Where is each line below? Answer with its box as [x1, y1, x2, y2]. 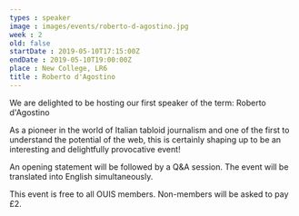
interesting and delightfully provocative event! [9, 143, 181, 154]
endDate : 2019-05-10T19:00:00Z [9, 55, 132, 64]
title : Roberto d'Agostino [9, 73, 116, 82]
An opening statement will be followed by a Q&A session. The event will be [9, 161, 289, 172]
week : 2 [9, 30, 43, 39]
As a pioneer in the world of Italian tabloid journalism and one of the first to [9, 124, 290, 135]
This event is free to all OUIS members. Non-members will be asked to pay [9, 188, 289, 200]
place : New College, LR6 [9, 64, 107, 74]
